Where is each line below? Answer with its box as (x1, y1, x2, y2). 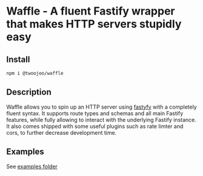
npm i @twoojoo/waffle (6, 70, 64, 76)
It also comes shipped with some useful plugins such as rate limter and (6, 123, 184, 130)
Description (6, 87, 52, 98)
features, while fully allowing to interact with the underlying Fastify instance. (6, 116, 197, 123)
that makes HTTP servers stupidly (6, 17, 182, 31)
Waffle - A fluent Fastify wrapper (6, 4, 175, 18)
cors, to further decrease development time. (6, 129, 117, 136)
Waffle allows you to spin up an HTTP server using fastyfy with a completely (6, 103, 197, 110)
